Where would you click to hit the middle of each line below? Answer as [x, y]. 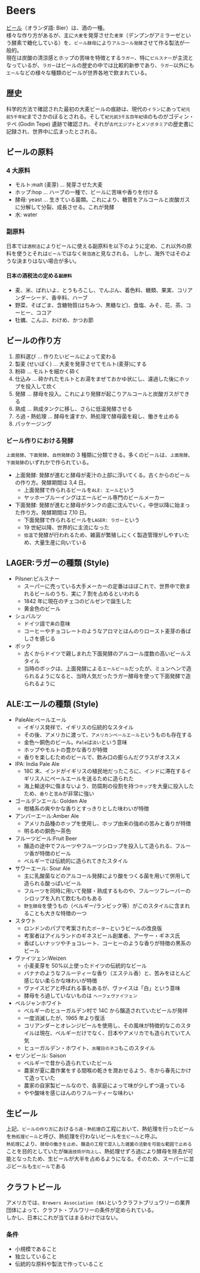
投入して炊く [41, 386]
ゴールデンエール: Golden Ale [51, 801]
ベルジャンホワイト [39, 1003]
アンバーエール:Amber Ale [47, 816]
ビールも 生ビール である [39, 1166]
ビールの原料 [30, 152]
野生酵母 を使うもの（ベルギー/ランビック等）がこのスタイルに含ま [104, 905]
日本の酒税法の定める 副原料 [39, 275]
